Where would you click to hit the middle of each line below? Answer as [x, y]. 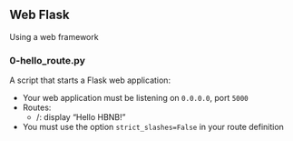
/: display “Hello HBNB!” [81, 117]
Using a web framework [54, 36]
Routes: [37, 107]
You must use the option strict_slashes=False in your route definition [153, 127]
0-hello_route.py [48, 60]
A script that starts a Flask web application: [90, 80]
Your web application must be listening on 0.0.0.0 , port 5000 [136, 98]
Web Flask [39, 15]
